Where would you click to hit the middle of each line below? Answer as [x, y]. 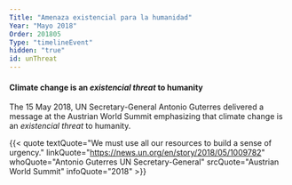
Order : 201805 [36, 34]
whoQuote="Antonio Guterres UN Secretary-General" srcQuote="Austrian [144, 162]
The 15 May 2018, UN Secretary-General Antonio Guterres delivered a [137, 107]
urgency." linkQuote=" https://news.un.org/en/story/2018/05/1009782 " [137, 153]
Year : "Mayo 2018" [43, 26]
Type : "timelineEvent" [51, 42]
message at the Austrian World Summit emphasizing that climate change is [146, 117]
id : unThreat [33, 59]
